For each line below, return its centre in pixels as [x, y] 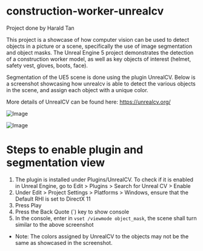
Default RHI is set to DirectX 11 [53, 199]
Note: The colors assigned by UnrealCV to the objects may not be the [102, 236]
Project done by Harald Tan [40, 28]
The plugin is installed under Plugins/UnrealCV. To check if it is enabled [104, 179]
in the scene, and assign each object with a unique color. [77, 90]
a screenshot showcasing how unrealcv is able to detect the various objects [101, 84]
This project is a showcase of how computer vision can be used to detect [98, 39]
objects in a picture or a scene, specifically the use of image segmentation [99, 46]
